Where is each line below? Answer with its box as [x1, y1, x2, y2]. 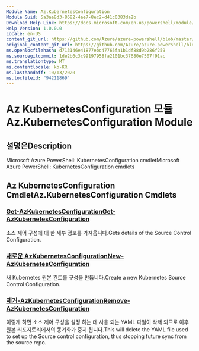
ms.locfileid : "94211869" [6, 75, 70, 81]
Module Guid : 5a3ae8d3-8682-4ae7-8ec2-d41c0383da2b [6, 14, 136, 20]
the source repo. [6, 339, 47, 346]
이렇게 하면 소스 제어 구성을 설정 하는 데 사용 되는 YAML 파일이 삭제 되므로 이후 [6, 319, 190, 326]
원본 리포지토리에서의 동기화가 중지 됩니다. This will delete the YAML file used [6, 326, 188, 333]
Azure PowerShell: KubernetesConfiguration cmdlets [6, 163, 135, 170]
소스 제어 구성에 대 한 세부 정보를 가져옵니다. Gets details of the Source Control [6, 229, 191, 236]
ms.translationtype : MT [6, 58, 65, 64]
